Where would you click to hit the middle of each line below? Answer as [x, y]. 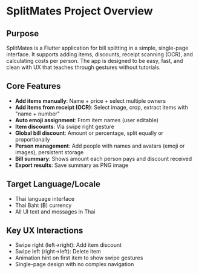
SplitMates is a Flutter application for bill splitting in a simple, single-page [97, 48]
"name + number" [38, 114]
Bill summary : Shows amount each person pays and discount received [103, 158]
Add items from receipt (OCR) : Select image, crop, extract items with [102, 107]
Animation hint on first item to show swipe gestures [79, 258]
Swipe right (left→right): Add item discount [68, 245]
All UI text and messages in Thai [55, 211]
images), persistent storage [49, 152]
